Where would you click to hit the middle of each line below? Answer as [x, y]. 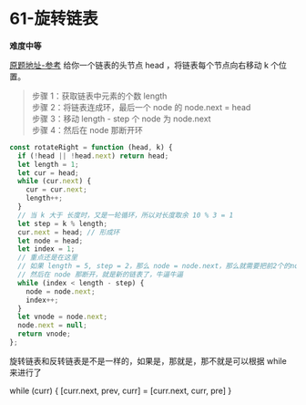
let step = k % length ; [62, 223]
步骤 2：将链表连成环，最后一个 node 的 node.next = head [141, 107]
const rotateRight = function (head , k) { [91, 147]
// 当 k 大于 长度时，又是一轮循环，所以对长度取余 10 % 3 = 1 [126, 215]
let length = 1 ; [48, 164]
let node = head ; [51, 241]
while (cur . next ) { [55, 182]
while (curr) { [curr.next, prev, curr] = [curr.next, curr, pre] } [121, 390]
